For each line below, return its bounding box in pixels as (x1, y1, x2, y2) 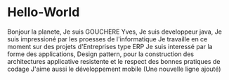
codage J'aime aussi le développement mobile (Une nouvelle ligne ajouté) (7, 65, 221, 73)
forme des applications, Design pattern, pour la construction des (7, 50, 195, 58)
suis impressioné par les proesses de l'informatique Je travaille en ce (7, 34, 208, 43)
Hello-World (7, 4, 80, 20)
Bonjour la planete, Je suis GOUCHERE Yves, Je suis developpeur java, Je (7, 27, 223, 36)
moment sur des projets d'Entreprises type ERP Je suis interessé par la (7, 42, 213, 51)
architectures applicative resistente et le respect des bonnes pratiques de (7, 57, 221, 65)
